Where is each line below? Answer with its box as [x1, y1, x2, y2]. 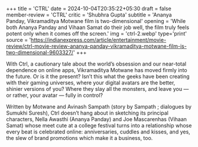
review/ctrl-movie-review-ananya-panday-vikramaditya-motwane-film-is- [6, 43, 187, 50]
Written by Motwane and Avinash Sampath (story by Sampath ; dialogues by [6, 103, 192, 110]
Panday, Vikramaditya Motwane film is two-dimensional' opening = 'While [6, 18, 186, 24]
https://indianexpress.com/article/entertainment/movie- [30, 37, 167, 43]
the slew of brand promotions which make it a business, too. [6, 135, 153, 141]
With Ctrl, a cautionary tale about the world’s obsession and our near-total [6, 60, 187, 67]
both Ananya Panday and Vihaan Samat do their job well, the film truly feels [6, 24, 190, 31]
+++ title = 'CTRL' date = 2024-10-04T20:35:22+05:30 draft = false [6, 5, 171, 12]
